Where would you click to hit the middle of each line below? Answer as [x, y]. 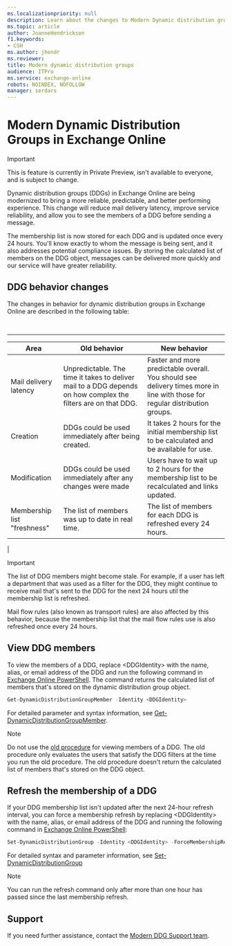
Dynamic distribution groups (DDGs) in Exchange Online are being [101, 193]
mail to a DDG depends [100, 386]
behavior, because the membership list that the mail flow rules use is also [112, 619]
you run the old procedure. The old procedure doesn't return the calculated [114, 762]
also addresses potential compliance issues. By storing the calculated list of [115, 251]
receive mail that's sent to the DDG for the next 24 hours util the [98, 591]
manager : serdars [32, 91]
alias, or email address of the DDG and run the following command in [105, 672]
